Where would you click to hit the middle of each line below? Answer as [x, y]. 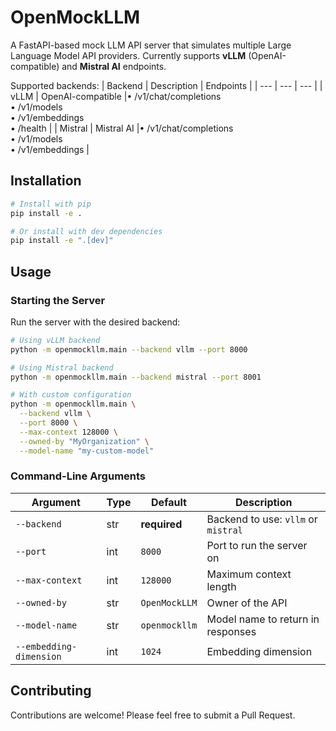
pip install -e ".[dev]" [62, 241]
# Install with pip [51, 204]
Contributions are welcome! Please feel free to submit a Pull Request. [153, 715]
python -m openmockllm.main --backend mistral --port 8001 [136, 377]
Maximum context [249, 574]
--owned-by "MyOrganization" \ [84, 441]
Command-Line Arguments [78, 476]
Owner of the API [247, 603]
